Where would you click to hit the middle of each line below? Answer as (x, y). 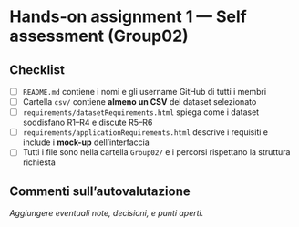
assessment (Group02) (99, 36)
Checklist (37, 70)
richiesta (39, 162)
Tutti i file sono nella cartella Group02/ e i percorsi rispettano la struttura (156, 152)
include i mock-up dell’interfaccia (86, 142)
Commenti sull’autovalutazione (100, 191)
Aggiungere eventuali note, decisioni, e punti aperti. (107, 213)
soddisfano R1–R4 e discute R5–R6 (88, 123)
